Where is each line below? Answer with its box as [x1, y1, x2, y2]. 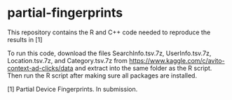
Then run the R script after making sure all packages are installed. [7, 71, 198, 80]
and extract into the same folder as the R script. [74, 64, 212, 72]
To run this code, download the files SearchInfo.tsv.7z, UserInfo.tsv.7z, [7, 49, 212, 57]
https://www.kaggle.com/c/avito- [128, 56, 226, 64]
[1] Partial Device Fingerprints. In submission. [7, 85, 138, 93]
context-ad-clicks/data [7, 64, 74, 72]
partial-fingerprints [7, 5, 123, 21]
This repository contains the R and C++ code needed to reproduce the [7, 28, 211, 36]
